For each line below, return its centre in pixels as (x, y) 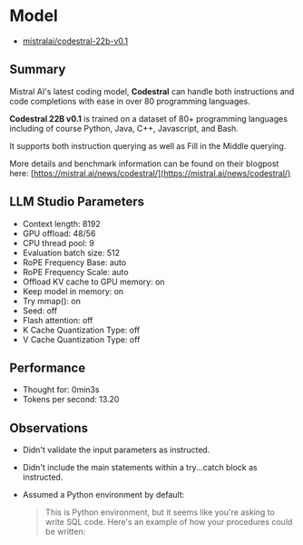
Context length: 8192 (62, 223)
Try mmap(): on (52, 301)
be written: (65, 531)
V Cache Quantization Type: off (81, 339)
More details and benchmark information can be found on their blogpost (144, 163)
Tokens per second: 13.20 (71, 400)
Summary (38, 69)
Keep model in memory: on (73, 291)
